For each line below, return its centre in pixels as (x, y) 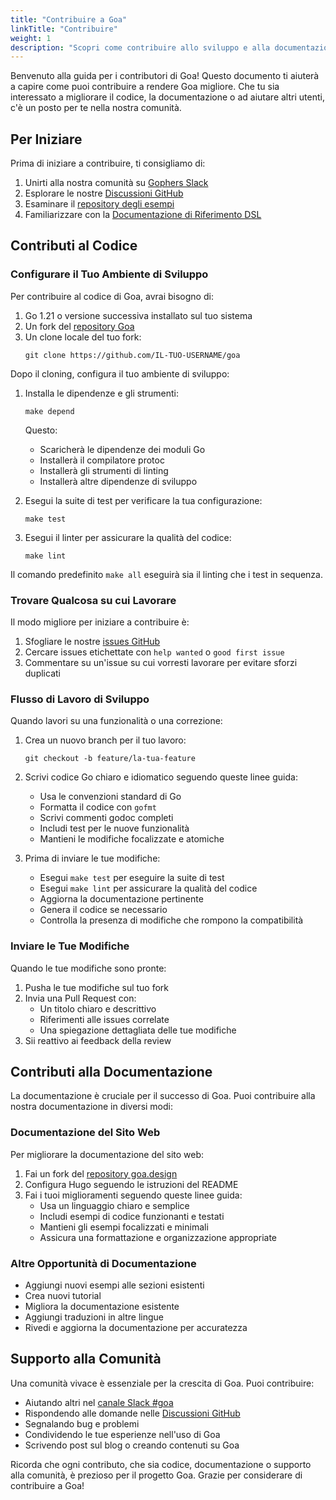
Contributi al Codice (74, 246)
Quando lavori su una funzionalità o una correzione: (116, 721)
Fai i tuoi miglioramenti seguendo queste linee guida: (133, 1195)
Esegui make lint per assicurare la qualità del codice (148, 888)
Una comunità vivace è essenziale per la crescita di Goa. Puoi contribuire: (162, 1383)
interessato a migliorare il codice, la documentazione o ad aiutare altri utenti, (167, 97)
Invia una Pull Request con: (80, 998)
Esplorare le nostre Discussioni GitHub (104, 193)
